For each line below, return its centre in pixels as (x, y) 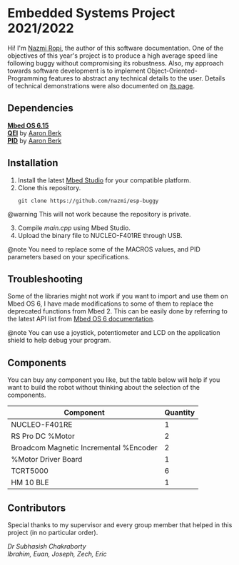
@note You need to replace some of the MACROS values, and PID (104, 249)
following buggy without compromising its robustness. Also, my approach (116, 63)
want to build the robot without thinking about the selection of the (103, 388)
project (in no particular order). (53, 533)
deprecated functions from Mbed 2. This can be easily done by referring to (118, 311)
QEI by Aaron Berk (35, 133)
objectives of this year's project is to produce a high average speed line (113, 56)
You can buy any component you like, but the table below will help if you (114, 380)
